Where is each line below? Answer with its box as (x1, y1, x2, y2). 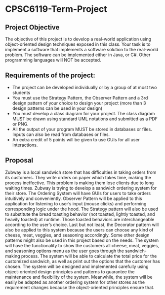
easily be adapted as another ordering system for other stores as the (5, 279, 145, 285)
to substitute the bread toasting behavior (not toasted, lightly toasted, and (5, 211, 155, 217)
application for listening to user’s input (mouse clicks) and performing (5, 200, 147, 206)
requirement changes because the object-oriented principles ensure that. (5, 284, 155, 290)
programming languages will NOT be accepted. (5, 57, 101, 63)
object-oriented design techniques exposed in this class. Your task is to (5, 41, 151, 47)
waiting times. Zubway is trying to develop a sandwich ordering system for (5, 185, 157, 191)
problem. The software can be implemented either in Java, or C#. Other (5, 52, 151, 58)
